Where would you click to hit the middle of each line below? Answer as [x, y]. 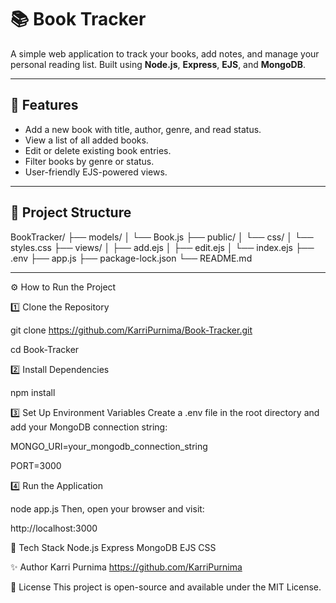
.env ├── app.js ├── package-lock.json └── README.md [131, 258]
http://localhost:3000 [54, 528]
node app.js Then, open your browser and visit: [107, 508]
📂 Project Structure [71, 212]
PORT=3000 [36, 465]
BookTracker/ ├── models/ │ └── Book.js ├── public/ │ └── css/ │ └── [162, 237]
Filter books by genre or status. [89, 161]
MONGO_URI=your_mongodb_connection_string [109, 446]
